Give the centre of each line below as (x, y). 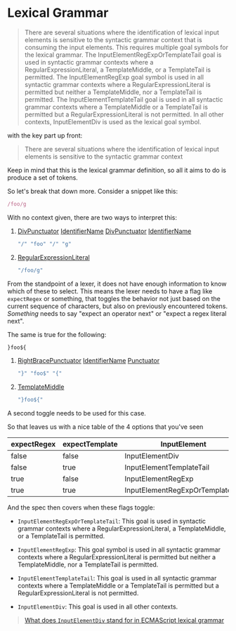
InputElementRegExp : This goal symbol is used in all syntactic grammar (119, 550)
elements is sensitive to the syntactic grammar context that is (113, 39)
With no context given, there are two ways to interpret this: (92, 217)
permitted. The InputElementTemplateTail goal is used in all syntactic (124, 99)
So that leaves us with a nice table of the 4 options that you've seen (105, 427)
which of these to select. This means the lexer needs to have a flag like (110, 291)
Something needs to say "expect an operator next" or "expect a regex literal (117, 313)
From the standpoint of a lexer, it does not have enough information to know (117, 284)
